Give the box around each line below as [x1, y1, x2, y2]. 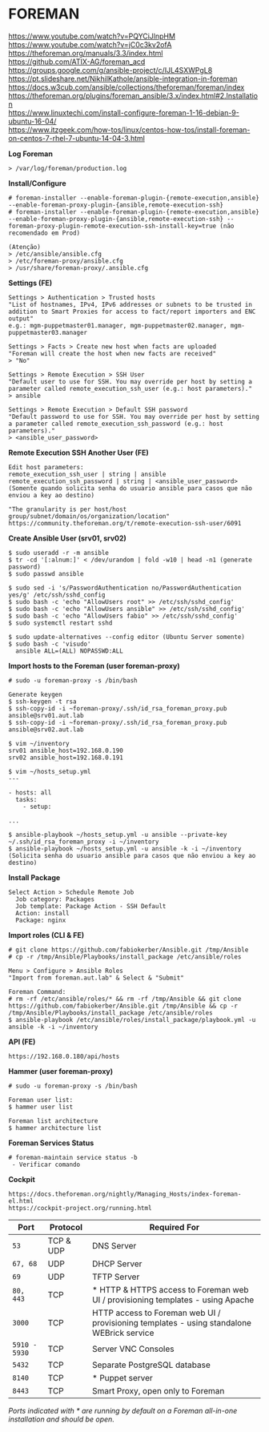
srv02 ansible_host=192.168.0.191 [8, 754, 124, 762]
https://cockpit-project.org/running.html [8, 1204, 152, 1212]
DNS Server [91, 1240, 137, 1251]
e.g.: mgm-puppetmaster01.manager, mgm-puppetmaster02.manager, [8, 321, 227, 329]
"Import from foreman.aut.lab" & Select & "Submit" [8, 974, 184, 982]
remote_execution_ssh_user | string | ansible [8, 470, 167, 478]
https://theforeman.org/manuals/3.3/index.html [8, 48, 163, 58]
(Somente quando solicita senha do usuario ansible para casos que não [8, 484, 252, 493]
